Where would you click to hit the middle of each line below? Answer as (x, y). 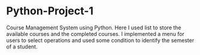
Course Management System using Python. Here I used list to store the (94, 27)
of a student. (22, 47)
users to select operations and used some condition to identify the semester (100, 40)
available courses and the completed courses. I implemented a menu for (95, 33)
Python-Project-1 (50, 11)
